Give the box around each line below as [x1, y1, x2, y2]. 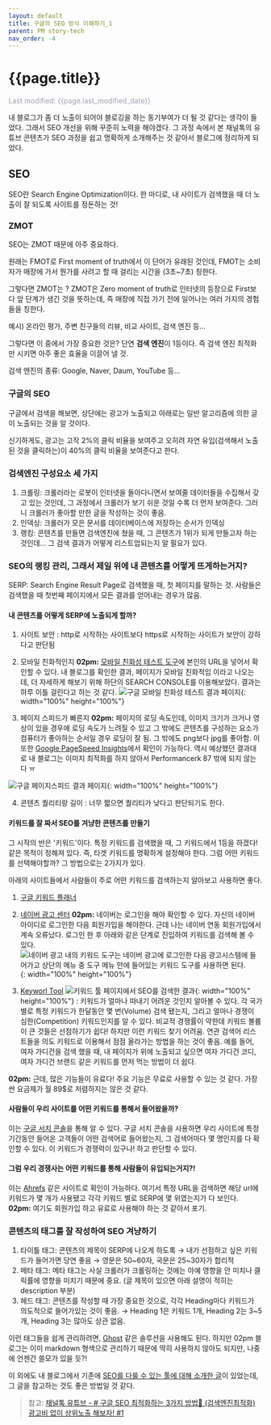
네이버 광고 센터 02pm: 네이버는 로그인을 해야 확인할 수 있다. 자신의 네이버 [19, 909, 256, 919]
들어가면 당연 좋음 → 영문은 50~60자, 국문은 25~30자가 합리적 [35, 1255, 235, 1266]
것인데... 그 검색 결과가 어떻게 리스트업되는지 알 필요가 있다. [19, 538, 207, 548]
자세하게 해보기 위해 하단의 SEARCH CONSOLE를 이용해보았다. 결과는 [39, 677, 261, 687]
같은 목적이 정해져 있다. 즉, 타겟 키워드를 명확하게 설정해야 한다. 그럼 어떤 [8, 848, 238, 857]
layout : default [8, 11, 63, 20]
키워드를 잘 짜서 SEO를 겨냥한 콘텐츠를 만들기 [8, 818, 151, 827]
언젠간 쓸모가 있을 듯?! [16, 1354, 87, 1364]
